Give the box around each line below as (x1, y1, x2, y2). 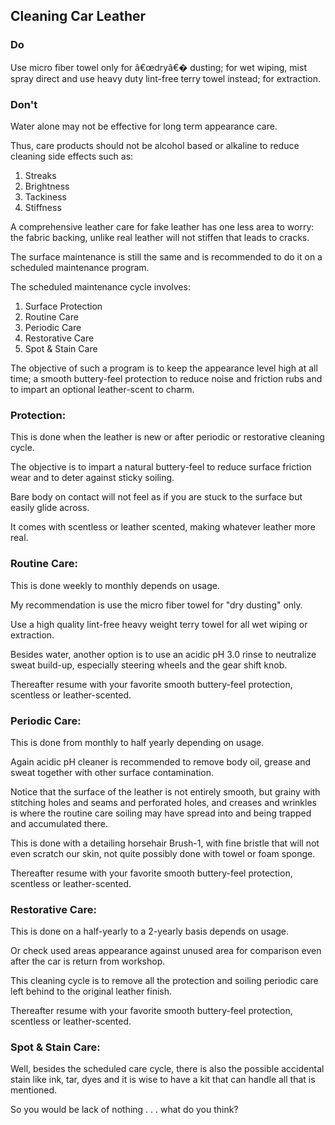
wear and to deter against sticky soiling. (10, 472, 175, 484)
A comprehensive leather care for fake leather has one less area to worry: (10, 220, 315, 233)
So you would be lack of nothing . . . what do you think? (10, 1104, 239, 1116)
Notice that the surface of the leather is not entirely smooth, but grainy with (10, 785, 321, 798)
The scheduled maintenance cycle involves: (10, 280, 191, 293)
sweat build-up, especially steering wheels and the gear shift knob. (10, 659, 288, 671)
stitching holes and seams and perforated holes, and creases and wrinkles (10, 796, 317, 808)
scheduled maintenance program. (10, 261, 150, 273)
